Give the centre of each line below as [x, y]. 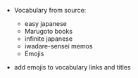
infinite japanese [48, 39]
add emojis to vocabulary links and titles [73, 67]
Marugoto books [48, 31]
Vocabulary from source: [50, 10]
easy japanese [45, 24]
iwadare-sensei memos [58, 46]
